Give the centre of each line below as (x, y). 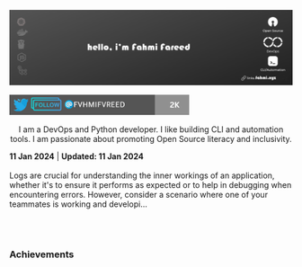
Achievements (42, 254)
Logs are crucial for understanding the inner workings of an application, (142, 175)
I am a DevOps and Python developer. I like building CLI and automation (151, 129)
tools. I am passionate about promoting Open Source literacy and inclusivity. (151, 139)
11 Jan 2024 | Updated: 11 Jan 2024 (76, 156)
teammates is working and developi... (79, 204)
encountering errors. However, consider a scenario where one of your (138, 195)
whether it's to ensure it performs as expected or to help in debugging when (151, 185)
